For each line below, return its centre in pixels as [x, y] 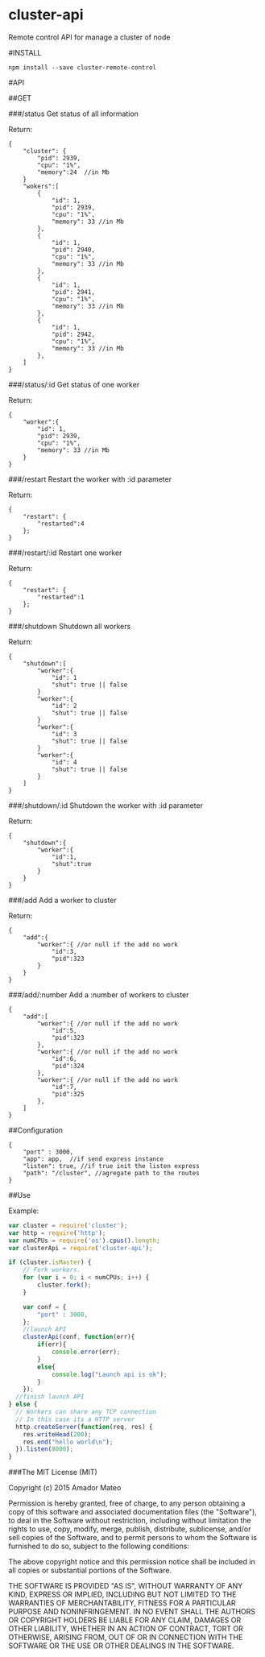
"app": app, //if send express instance [93, 1159]
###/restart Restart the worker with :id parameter [90, 479]
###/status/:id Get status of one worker [74, 384]
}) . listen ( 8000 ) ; [45, 1449]
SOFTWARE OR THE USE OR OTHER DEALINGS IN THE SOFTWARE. [121, 1646]
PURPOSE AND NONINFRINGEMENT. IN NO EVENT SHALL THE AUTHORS [132, 1612]
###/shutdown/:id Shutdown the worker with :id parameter [106, 805]
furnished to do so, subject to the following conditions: [99, 1546]
